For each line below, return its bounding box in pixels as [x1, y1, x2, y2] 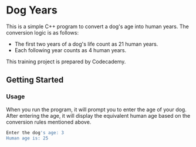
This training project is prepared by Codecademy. [6, 58, 126, 65]
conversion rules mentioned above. [6, 118, 92, 125]
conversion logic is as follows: [6, 29, 79, 36]
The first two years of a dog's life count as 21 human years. [14, 40, 158, 47]
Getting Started [6, 75, 64, 85]
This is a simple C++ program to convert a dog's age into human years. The [6, 23, 189, 30]
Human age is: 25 [6, 135, 49, 141]
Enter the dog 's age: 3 [6, 129, 65, 135]
